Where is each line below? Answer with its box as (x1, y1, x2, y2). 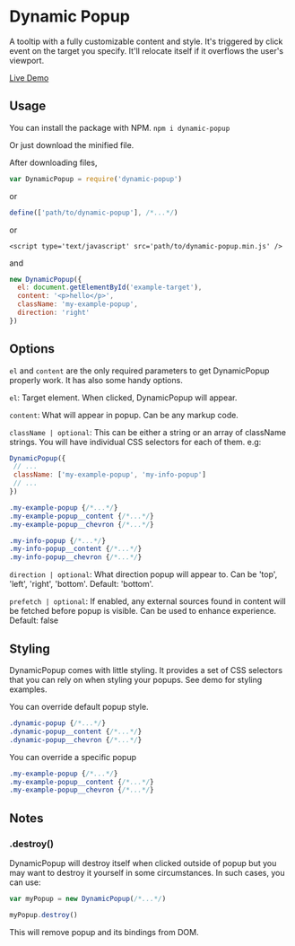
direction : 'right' (17, 308, 91, 317)
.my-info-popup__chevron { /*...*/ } (9, 553, 143, 562)
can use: (9, 877, 42, 888)
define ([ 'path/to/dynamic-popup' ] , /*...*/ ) (9, 208, 178, 217)
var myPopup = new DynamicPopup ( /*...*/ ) (9, 894, 167, 903)
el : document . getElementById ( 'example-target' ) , (17, 283, 203, 293)
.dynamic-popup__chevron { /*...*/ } (9, 735, 143, 744)
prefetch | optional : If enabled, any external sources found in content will (9, 596, 286, 607)
